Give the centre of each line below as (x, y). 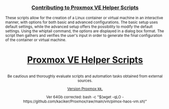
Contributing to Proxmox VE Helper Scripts (85, 8)
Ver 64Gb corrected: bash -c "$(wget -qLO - (85, 97)
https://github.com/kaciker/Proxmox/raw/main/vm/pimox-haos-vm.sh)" (85, 101)
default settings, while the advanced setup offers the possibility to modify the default (79, 27)
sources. (85, 81)
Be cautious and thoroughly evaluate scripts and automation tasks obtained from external (85, 76)
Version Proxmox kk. (85, 89)
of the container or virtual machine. (36, 40)
